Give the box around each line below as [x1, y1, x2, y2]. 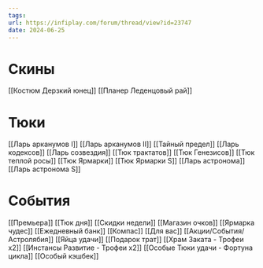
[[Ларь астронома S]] [8, 164, 81, 174]
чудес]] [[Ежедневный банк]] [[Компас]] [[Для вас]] [8, 226, 183, 236]
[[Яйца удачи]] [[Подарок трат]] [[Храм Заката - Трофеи [54, 235, 244, 244]
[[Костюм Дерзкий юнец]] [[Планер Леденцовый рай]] [8, 86, 193, 95]
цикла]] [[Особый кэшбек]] [8, 251, 99, 261]
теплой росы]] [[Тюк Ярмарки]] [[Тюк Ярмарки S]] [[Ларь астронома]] [8, 156, 246, 166]
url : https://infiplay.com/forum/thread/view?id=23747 [8, 19, 192, 27]
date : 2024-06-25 [8, 26, 65, 34]
